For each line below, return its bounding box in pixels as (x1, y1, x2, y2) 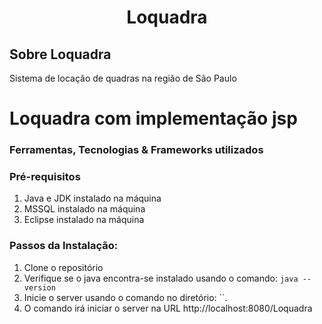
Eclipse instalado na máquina (23, 214, 145, 226)
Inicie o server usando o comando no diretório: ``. (23, 291, 228, 303)
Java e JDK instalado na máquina (23, 192, 162, 205)
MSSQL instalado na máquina (23, 203, 146, 215)
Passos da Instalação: (9, 239, 119, 253)
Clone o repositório (23, 261, 104, 273)
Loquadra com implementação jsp (9, 107, 298, 130)
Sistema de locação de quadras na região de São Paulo (9, 72, 237, 84)
